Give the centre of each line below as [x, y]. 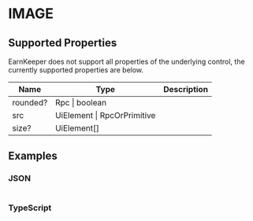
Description [186, 89]
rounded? [30, 103]
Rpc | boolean [81, 103]
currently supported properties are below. [76, 70]
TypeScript [30, 208]
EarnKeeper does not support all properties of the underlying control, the [127, 61]
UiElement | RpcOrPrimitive [105, 115]
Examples [33, 156]
